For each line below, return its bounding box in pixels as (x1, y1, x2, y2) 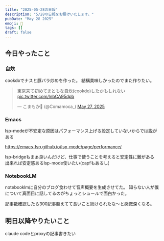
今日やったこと (5, 50, 50, 58)
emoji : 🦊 (5, 21, 23, 26)
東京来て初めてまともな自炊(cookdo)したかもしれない (17, 88, 126, 94)
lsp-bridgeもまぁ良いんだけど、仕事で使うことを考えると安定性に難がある (5, 154, 155, 160)
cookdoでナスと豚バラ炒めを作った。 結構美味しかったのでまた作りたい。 (5, 77, 155, 83)
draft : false (5, 30, 32, 35)
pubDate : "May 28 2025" (5, 16, 54, 21)
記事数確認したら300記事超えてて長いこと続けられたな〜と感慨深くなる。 (5, 201, 155, 207)
